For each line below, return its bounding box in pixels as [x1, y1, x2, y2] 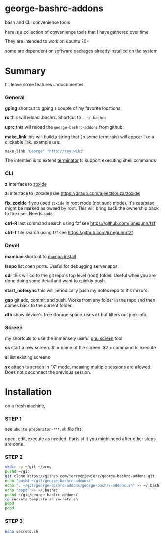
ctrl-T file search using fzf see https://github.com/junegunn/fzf [5, 230, 133, 236]
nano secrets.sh [5, 529, 38, 534]
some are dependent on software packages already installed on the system [5, 48, 158, 54]
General [5, 94, 25, 101]
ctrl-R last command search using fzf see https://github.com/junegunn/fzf [5, 220, 156, 226]
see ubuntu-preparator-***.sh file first [5, 426, 83, 432]
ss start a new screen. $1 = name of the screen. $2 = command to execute [5, 345, 156, 350]
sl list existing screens [5, 354, 50, 360]
